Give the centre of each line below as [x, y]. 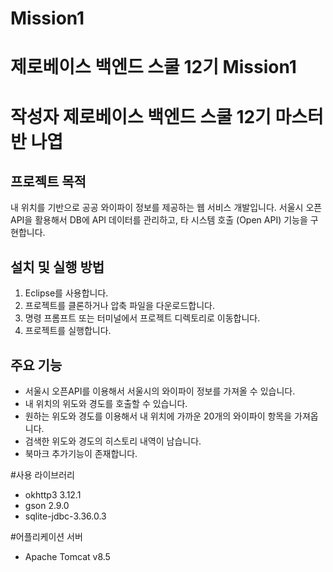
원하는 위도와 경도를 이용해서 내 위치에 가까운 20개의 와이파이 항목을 [158, 416]
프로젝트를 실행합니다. [68, 331]
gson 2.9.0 [47, 505]
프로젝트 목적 [48, 181]
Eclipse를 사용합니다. [66, 293]
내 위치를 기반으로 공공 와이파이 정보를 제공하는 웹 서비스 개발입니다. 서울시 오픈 [166, 208]
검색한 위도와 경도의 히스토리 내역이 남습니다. [113, 441]
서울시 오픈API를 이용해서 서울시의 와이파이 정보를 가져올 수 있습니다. [160, 391]
